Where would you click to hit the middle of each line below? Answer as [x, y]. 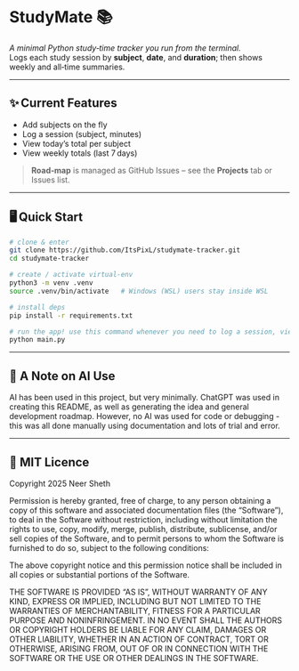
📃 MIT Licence [49, 462]
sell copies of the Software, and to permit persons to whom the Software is [147, 538]
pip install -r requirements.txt [71, 315]
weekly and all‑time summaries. [67, 67]
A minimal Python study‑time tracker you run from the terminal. [125, 48]
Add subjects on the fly [65, 125]
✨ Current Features [63, 103]
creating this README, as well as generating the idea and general [129, 407]
